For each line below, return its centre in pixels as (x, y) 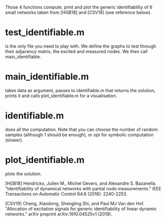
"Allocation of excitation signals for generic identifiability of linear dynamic (81, 209)
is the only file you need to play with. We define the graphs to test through (81, 46)
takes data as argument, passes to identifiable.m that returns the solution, (80, 90)
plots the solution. (24, 173)
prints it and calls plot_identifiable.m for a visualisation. (61, 96)
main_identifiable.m (47, 77)
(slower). (14, 140)
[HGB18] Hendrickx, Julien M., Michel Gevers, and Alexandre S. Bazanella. (81, 183)
